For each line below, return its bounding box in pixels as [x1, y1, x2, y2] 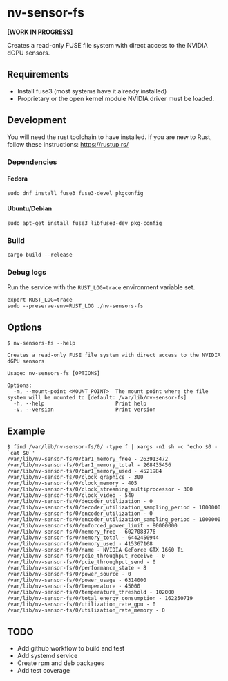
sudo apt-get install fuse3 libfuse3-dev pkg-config [7, 219, 162, 226]
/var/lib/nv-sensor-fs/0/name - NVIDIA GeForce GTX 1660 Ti [7, 547, 184, 554]
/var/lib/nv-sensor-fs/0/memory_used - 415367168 [7, 541, 153, 547]
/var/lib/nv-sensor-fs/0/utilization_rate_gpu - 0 [7, 601, 156, 608]
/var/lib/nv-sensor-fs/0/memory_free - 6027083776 [7, 528, 156, 536]
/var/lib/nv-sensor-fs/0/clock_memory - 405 [7, 480, 137, 487]
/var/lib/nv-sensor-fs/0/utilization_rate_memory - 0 [7, 607, 166, 614]
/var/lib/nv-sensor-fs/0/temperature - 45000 [7, 583, 140, 590]
